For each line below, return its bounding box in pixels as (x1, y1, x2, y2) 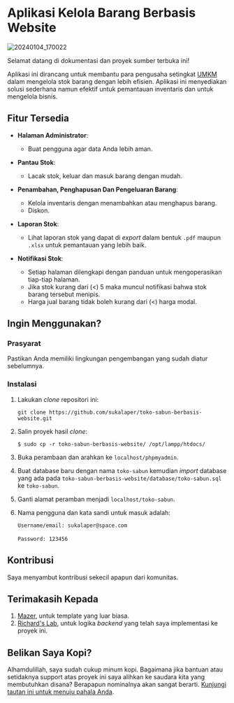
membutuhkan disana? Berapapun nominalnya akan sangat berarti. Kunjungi (7, 680, 227, 689)
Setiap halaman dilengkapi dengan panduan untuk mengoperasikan (27, 268, 222, 276)
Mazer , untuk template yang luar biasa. (17, 611, 129, 620)
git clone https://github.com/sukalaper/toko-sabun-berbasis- (17, 409, 203, 416)
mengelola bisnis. (7, 92, 58, 101)
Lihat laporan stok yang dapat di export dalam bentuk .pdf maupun (27, 233, 221, 242)
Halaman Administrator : (17, 131, 89, 139)
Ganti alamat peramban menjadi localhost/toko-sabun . (17, 495, 176, 503)
